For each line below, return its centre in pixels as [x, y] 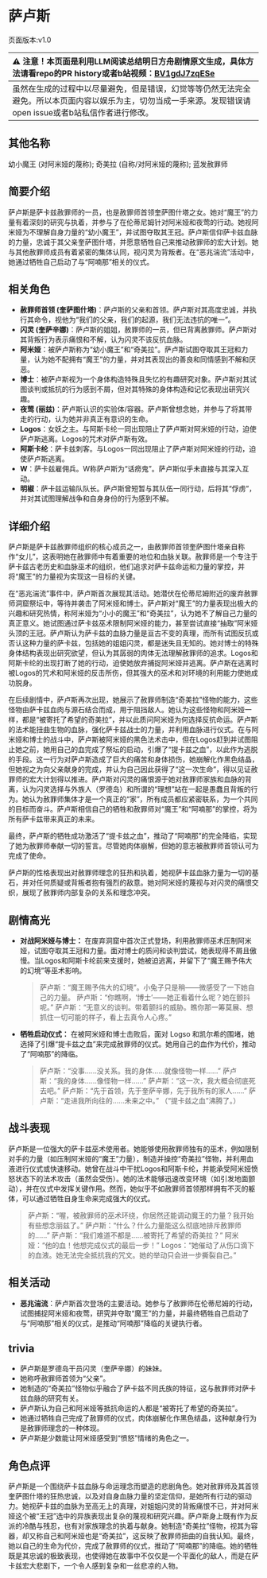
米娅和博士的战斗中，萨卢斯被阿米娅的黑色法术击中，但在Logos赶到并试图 [130, 739]
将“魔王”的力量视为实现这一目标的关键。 [74, 576]
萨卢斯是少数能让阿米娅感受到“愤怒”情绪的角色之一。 [106, 1438]
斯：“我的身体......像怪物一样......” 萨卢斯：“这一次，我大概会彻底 [144, 1081]
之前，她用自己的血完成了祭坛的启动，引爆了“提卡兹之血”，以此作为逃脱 [140, 750]
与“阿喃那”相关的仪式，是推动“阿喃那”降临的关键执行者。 [113, 1323]
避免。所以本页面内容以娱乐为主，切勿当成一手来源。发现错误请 [132, 100]
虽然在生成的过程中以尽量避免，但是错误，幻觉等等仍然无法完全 [132, 88]
